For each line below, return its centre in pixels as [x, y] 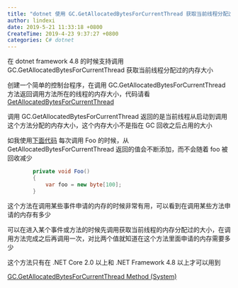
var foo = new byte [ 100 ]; [83, 185]
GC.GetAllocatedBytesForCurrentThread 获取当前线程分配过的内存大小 [110, 70]
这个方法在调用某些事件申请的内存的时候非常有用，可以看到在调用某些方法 [116, 205]
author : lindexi [31, 21]
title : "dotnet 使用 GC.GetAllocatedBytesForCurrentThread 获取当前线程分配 [118, 14]
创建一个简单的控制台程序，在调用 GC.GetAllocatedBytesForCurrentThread [117, 85]
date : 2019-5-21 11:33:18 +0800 [55, 27]
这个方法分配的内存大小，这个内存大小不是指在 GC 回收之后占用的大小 [110, 125]
